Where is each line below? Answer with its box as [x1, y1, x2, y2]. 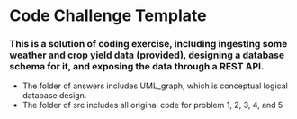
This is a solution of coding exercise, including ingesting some [9, 38, 288, 50]
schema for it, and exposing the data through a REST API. [9, 60, 265, 73]
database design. [22, 90, 87, 101]
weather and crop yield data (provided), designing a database [9, 49, 285, 61]
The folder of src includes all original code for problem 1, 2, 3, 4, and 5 [22, 100, 283, 111]
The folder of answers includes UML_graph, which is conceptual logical [22, 80, 288, 91]
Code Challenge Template [9, 5, 207, 26]
